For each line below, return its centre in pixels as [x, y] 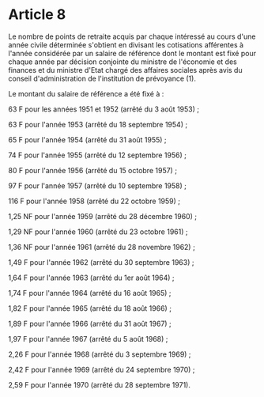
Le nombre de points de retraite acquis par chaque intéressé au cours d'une [132, 36]
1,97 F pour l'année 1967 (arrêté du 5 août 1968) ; [88, 338]
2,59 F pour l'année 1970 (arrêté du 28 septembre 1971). [100, 384]
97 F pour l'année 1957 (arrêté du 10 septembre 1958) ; [98, 185]
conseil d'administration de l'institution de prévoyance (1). [102, 78]
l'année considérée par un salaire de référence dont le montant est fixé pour [132, 53]
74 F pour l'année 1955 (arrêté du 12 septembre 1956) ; [98, 155]
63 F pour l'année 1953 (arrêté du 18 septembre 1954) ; [98, 124]
